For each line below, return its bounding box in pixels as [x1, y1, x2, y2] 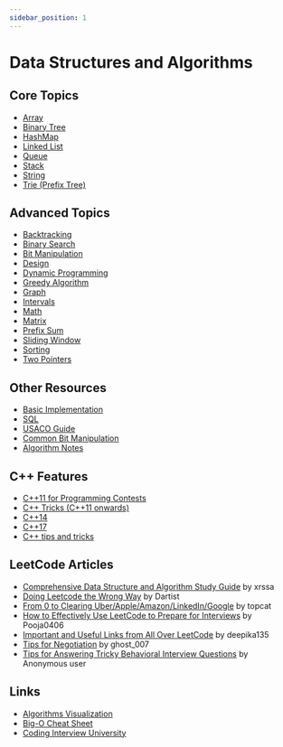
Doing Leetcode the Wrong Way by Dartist [22, 591, 180, 602]
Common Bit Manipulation [22, 433, 119, 444]
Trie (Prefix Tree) [22, 179, 86, 190]
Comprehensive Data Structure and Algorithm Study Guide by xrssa [22, 581, 275, 592]
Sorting [22, 344, 51, 355]
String [22, 169, 46, 181]
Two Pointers [22, 354, 72, 365]
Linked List [22, 141, 63, 152]
